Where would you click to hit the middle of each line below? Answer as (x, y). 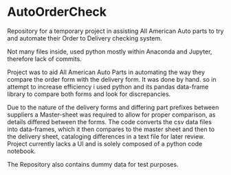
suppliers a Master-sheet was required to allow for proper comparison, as (111, 115)
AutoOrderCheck (57, 12)
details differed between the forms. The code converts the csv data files (109, 121)
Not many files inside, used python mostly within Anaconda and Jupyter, (110, 51)
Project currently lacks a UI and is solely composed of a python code (105, 143)
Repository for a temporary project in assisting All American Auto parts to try (115, 31)
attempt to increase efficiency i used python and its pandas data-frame (108, 86)
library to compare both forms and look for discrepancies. (89, 94)
